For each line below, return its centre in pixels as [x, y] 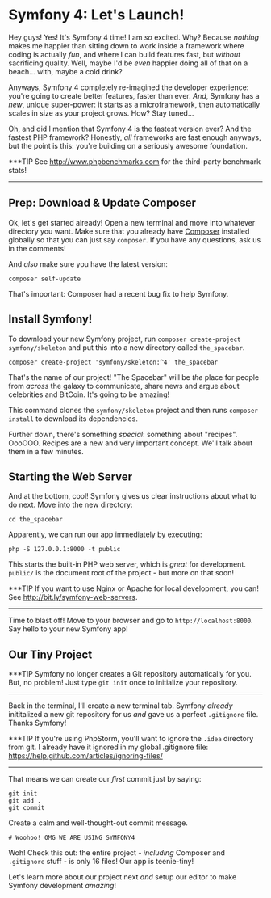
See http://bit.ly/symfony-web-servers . [73, 597]
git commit [27, 808]
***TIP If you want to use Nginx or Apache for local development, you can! [134, 588]
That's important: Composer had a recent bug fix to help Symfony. [119, 293]
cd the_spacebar [35, 520]
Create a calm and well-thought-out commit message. [98, 823]
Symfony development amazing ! [63, 886]
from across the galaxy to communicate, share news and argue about [124, 386]
